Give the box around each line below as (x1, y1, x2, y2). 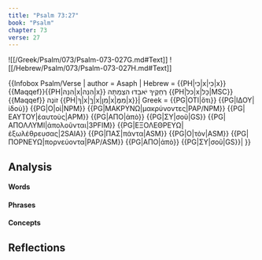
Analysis (8, 160, 53, 173)
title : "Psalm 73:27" (8, 11, 79, 20)
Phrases (8, 200, 36, 210)
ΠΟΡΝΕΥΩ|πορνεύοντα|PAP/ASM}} (8, 137, 124, 147)
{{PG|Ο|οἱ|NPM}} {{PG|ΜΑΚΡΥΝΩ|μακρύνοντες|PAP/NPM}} (30, 104, 226, 113)
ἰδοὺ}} (8, 104, 29, 113)
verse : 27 (8, 33, 41, 42)
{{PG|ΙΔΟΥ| (218, 95, 255, 105)
